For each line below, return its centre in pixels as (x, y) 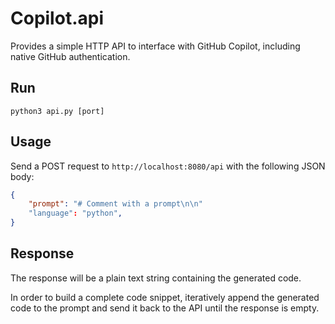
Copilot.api (57, 18)
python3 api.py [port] (57, 111)
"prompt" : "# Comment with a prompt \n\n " (115, 204)
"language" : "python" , (75, 213)
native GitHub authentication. (70, 56)
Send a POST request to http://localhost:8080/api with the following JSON (168, 166)
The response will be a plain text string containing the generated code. (156, 278)
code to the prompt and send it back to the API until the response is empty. (165, 308)
